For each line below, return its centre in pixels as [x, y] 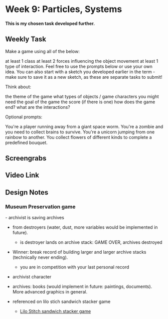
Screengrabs [26, 158]
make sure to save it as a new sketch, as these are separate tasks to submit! [84, 77]
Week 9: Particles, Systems [64, 9]
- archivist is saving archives [35, 218]
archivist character [32, 277]
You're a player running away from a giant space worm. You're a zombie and [84, 126]
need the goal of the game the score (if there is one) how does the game [80, 102]
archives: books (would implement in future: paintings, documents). [82, 286]
